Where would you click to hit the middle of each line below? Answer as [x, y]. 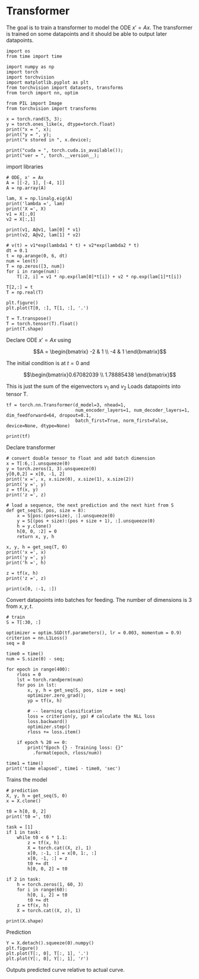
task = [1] [20, 827]
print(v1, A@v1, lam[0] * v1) [44, 230]
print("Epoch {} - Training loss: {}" [75, 748]
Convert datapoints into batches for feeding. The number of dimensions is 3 [99, 600]
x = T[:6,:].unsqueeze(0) [38, 464]
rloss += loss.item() [54, 732]
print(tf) [18, 436]
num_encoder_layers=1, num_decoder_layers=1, [132, 410]
